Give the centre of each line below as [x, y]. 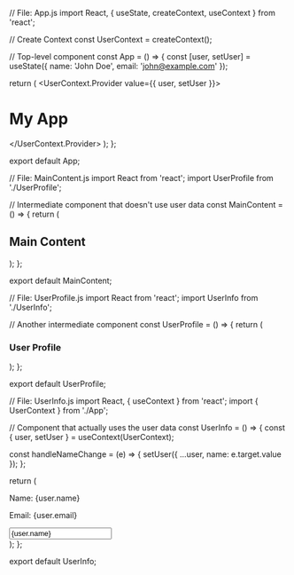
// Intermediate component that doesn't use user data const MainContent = [146, 204]
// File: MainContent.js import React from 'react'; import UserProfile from [142, 177]
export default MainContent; [61, 280]
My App [39, 119]
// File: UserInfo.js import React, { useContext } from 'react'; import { [134, 401]
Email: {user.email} [43, 516]
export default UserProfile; [58, 384]
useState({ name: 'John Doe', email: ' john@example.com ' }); [119, 66]
